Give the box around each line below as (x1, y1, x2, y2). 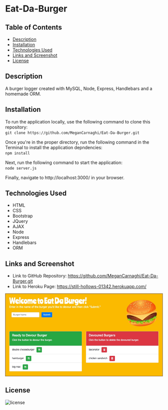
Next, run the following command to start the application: (5, 159, 122, 166)
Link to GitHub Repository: (12, 273, 67, 279)
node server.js (5, 166, 37, 171)
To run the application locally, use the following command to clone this (5, 118, 150, 124)
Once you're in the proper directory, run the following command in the (5, 139, 149, 145)
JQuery (12, 218, 28, 224)
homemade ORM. (5, 91, 41, 97)
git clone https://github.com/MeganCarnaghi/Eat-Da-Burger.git (5, 130, 140, 135)
